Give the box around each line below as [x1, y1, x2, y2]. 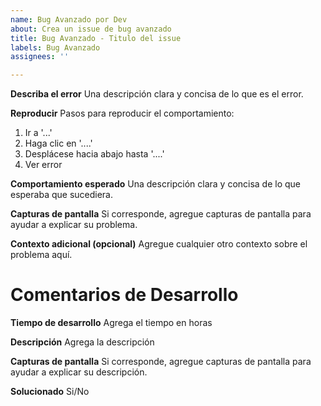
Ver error [24, 159, 63, 171]
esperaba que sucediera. [10, 189, 113, 201]
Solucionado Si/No [10, 386, 90, 398]
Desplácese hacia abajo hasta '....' [24, 148, 165, 160]
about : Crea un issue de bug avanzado [10, 24, 172, 34]
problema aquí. [10, 249, 73, 261]
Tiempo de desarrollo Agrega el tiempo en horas [10, 317, 213, 329]
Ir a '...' [24, 127, 53, 139]
